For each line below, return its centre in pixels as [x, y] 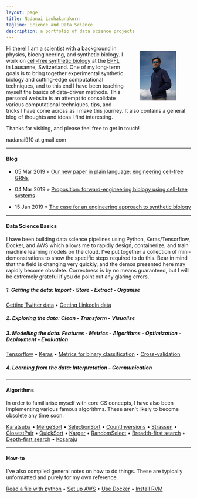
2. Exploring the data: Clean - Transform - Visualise [71, 318]
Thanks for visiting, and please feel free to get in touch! [73, 129]
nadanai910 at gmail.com [36, 140]
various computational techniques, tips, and [59, 105]
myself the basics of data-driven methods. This [63, 92]
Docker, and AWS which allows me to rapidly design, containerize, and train [97, 245]
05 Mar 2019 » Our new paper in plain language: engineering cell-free [99, 172]
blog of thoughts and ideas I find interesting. [60, 117]
